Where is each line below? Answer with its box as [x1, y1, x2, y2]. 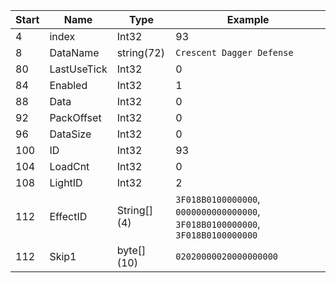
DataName [49, 46, 100, 59]
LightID [49, 176, 83, 189]
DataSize [49, 127, 92, 141]
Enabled [49, 79, 88, 92]
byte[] [116, 244, 147, 257]
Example [226, 13, 270, 26]
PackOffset [49, 111, 102, 124]
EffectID [49, 210, 88, 223]
